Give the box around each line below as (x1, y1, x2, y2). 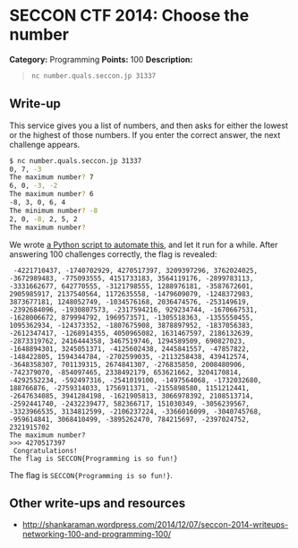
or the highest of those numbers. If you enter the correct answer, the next (9, 129, 281, 140)
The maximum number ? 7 (9, 173, 94, 182)
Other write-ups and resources (9, 495, 186, 510)
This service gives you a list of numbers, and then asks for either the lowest (9, 120, 288, 131)
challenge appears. (9, 139, 81, 150)
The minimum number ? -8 (9, 206, 98, 215)
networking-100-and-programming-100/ (21, 529, 172, 540)
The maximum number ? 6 (9, 190, 94, 199)
